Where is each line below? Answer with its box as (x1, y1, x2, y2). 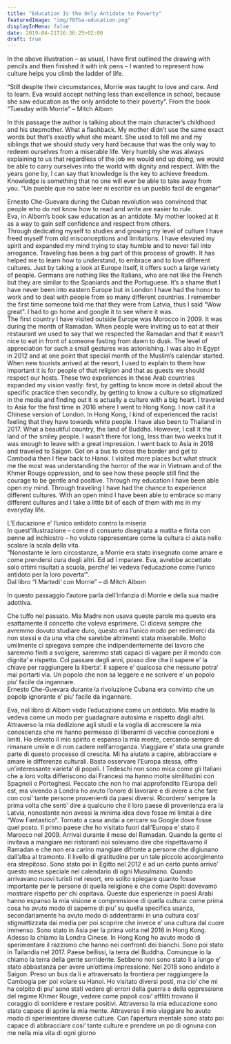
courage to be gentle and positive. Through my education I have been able (7, 476, 219, 485)
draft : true (7, 36, 41, 43)
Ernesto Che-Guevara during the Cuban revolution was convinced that (7, 197, 208, 206)
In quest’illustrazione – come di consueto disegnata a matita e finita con (7, 526, 211, 535)
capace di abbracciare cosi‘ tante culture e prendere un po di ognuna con (7, 1021, 217, 1029)
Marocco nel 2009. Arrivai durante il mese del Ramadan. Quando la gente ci (7, 831, 223, 839)
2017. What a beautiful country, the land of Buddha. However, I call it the (7, 425, 212, 434)
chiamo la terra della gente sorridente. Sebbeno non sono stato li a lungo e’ (7, 956, 221, 964)
